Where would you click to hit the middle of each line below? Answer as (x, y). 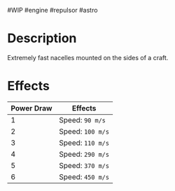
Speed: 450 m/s (84, 176)
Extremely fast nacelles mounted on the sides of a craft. (88, 57)
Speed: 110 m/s (84, 143)
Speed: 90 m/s (83, 120)
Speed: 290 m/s (84, 154)
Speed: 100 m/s (84, 131)
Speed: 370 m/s (84, 165)
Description (42, 38)
